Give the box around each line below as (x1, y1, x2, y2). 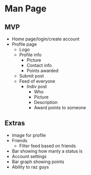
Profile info (19, 52, 42, 58)
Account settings (11, 153, 47, 159)
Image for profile (11, 132, 46, 138)
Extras (4, 119, 25, 127)
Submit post (19, 73, 44, 79)
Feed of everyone (19, 78, 55, 84)
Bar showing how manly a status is (11, 148, 83, 154)
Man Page (4, 3, 46, 14)
